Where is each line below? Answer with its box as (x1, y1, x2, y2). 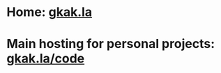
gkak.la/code (6, 51, 85, 67)
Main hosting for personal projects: (6, 36, 215, 52)
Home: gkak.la (6, 4, 92, 20)
